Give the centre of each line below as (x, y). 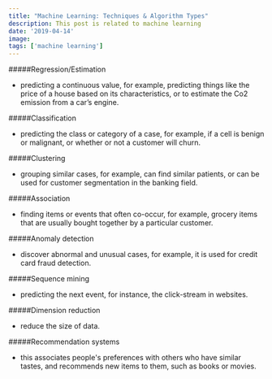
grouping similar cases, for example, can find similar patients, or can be (140, 174)
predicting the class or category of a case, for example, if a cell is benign (142, 134)
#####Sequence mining (49, 279)
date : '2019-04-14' (41, 31)
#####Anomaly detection (52, 239)
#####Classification (43, 118)
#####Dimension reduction (54, 311)
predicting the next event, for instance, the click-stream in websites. (134, 294)
